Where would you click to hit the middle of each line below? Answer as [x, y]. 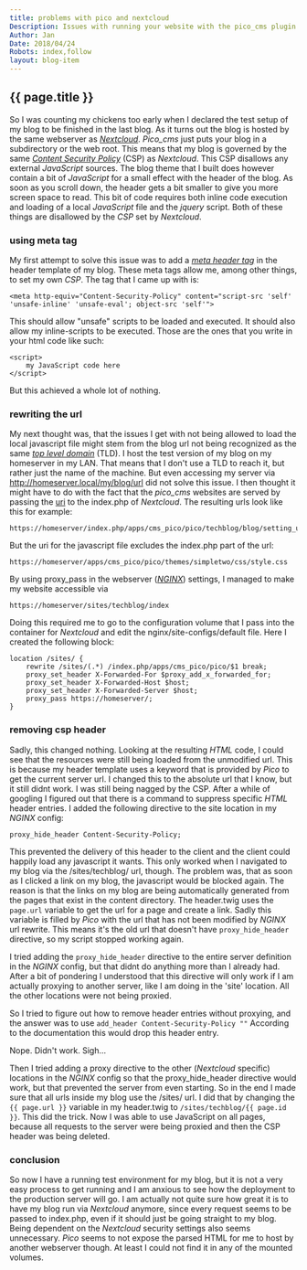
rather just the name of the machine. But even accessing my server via [143, 473]
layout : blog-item [44, 60]
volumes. [26, 1257]
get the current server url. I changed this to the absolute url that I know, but [151, 779]
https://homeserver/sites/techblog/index [90, 606]
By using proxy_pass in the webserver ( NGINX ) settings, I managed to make [152, 579]
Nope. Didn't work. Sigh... [58, 1050]
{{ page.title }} [52, 97]
